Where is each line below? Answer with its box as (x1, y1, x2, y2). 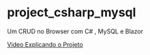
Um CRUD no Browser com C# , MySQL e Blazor (7, 27, 143, 35)
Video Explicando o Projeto (7, 40, 83, 48)
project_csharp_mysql (7, 5, 136, 20)
